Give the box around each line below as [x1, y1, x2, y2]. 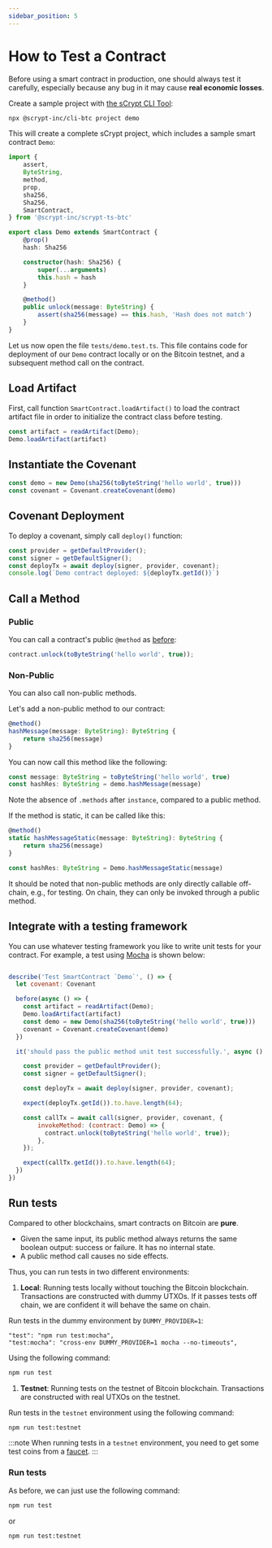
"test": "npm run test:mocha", [8, 1332, 114, 1340]
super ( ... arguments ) [37, 265, 107, 273]
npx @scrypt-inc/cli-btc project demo [8, 114, 140, 122]
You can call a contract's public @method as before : [8, 634, 177, 644]
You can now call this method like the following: [8, 757, 168, 767]
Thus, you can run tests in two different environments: [8, 1266, 190, 1276]
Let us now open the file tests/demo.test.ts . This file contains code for [8, 340, 248, 350]
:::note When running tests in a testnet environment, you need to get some [8, 1438, 260, 1448]
